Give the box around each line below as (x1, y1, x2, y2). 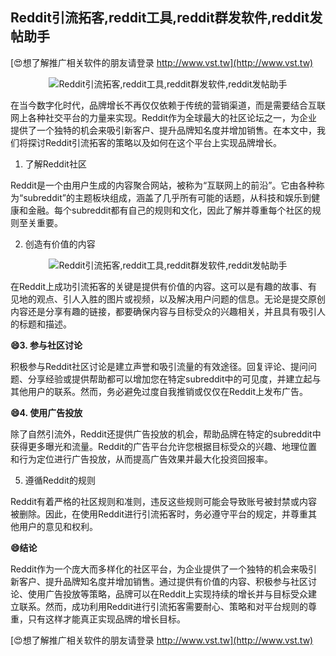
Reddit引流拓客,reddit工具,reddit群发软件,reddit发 (10, 9, 323, 27)
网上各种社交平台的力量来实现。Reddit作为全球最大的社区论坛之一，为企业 (10, 111, 318, 123)
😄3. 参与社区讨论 (10, 339, 83, 351)
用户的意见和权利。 (18, 520, 98, 532)
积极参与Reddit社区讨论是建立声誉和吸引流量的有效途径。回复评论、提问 (10, 360, 309, 372)
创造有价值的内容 (24, 238, 96, 250)
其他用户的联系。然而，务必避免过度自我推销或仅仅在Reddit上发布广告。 (10, 385, 309, 397)
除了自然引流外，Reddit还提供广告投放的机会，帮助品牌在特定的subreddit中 (10, 428, 322, 440)
